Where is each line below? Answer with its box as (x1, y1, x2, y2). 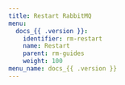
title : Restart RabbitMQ (8, 11, 92, 20)
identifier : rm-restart (23, 34, 103, 43)
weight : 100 (23, 57, 63, 66)
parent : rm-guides (23, 49, 85, 57)
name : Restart (23, 42, 70, 50)
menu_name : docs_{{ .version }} (8, 65, 117, 73)
